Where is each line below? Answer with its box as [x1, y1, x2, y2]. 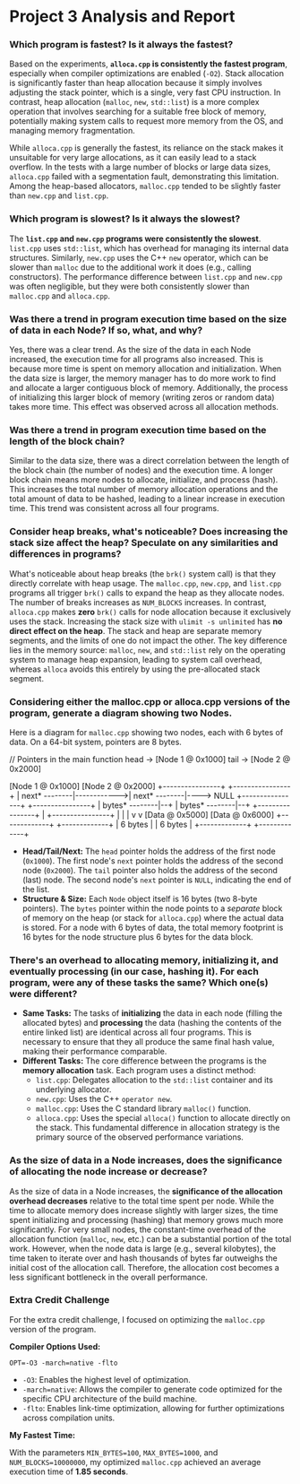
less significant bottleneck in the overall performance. [9, 1271, 209, 1282]
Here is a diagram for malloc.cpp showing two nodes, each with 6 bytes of [9, 726, 284, 737]
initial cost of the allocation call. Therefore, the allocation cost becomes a [9, 1262, 279, 1272]
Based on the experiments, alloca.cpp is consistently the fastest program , [9, 58, 288, 69]
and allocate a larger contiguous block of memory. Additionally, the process [9, 383, 288, 394]
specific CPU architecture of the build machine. [21, 1393, 198, 1404]
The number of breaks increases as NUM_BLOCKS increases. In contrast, [9, 596, 267, 607]
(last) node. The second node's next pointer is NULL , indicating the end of [21, 874, 292, 885]
